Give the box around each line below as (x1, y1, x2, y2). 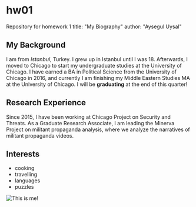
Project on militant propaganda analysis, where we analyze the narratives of (6, 126, 190, 133)
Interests (6, 149, 40, 159)
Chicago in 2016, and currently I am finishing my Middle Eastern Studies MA (6, 74, 190, 81)
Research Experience (6, 98, 87, 108)
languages (14, 177, 41, 184)
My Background (6, 40, 66, 50)
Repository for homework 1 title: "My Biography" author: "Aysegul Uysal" (6, 23, 182, 30)
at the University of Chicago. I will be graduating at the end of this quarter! (6, 81, 188, 88)
